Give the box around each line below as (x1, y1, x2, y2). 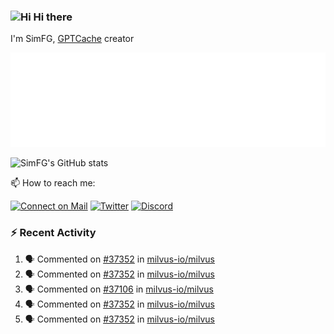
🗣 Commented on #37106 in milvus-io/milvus (24, 283, 214, 295)
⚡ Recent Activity (10, 226, 97, 240)
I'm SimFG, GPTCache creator (10, 33, 135, 45)
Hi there (33, 10, 73, 24)
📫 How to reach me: (10, 177, 96, 189)
